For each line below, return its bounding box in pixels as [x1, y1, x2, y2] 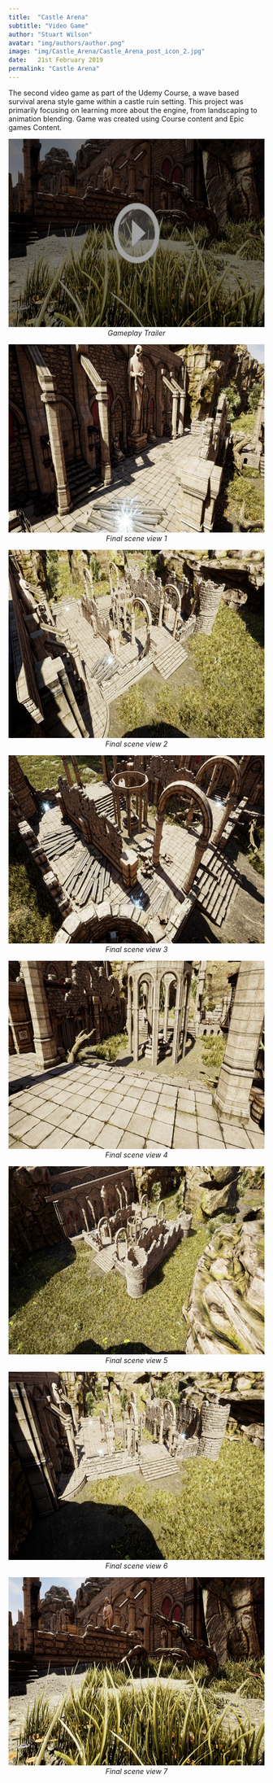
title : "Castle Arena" [8, 13, 89, 21]
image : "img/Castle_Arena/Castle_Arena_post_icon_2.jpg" [8, 47, 206, 56]
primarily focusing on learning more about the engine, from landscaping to [8, 105, 258, 115]
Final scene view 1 [106, 533, 167, 543]
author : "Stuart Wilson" [8, 30, 93, 38]
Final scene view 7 [105, 1766, 168, 1776]
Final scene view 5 [105, 1355, 168, 1365]
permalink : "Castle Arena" [8, 65, 100, 73]
